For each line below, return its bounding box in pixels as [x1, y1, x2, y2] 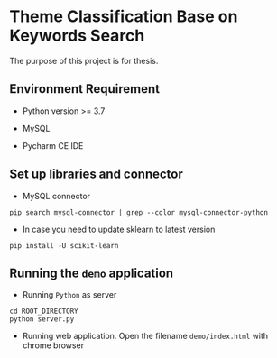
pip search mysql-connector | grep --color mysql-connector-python [9, 207, 269, 217]
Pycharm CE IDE [22, 140, 84, 151]
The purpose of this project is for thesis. [9, 55, 159, 66]
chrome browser [22, 340, 84, 351]
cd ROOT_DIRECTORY [9, 307, 78, 317]
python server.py [9, 315, 75, 324]
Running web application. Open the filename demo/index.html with [22, 331, 269, 342]
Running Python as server [22, 289, 117, 300]
